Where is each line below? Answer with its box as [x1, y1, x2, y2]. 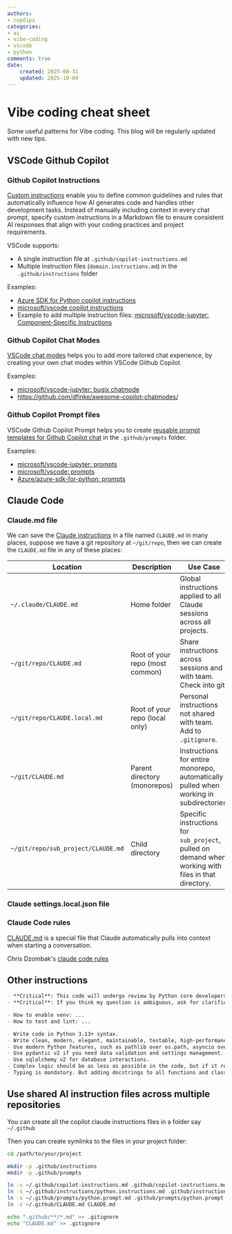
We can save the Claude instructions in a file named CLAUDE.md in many [7, 531, 209, 540]
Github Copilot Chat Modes [7, 335, 100, 345]
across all [179, 617, 211, 627]
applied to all [179, 591, 222, 601]
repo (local [130, 714, 166, 723]
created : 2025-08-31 [19, 68, 79, 75]
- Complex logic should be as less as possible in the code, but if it [7, 1063, 217, 1070]
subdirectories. [179, 798, 229, 808]
